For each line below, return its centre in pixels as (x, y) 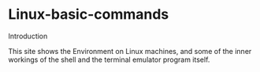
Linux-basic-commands (89, 14)
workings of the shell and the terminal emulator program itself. (109, 59)
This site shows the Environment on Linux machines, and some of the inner (130, 51)
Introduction (28, 36)
